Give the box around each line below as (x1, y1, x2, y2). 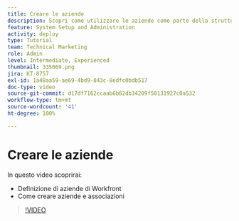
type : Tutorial (7, 37, 53, 44)
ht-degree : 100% (7, 110, 55, 117)
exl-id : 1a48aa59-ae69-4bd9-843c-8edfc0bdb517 (7, 76, 148, 84)
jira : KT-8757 (7, 70, 50, 77)
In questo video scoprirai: (7, 170, 83, 179)
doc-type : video (7, 83, 55, 91)
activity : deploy (7, 30, 59, 38)
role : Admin (7, 51, 43, 58)
